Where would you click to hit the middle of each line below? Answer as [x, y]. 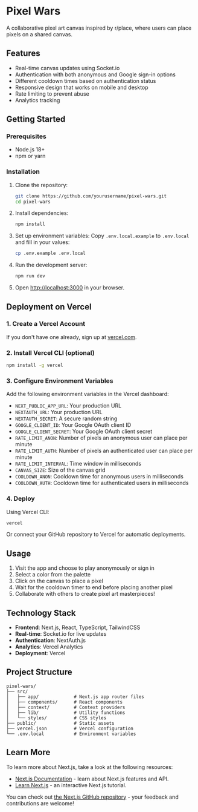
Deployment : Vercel [40, 653]
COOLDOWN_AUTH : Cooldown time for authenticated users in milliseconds [102, 483]
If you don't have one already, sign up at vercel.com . [72, 337]
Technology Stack [41, 613]
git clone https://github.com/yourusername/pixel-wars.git [91, 196]
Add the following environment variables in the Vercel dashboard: [88, 394]
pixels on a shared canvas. [39, 34]
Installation [23, 172]
